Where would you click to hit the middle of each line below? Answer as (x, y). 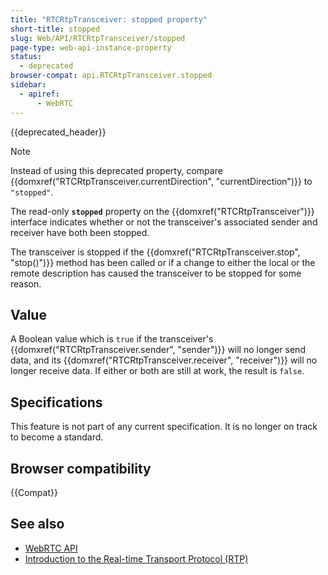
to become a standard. (57, 437)
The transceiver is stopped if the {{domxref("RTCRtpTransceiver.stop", (155, 252)
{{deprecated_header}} (58, 132)
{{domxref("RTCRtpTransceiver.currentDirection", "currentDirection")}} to (161, 181)
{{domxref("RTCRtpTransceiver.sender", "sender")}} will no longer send (158, 350)
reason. (26, 283)
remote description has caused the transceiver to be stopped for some (156, 273)
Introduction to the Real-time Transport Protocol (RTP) (136, 558)
